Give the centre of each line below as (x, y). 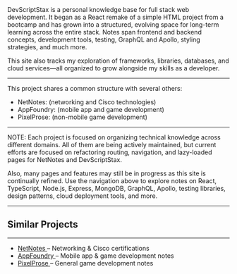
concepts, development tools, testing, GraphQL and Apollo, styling (104, 39)
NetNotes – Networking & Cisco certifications (83, 248)
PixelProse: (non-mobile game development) (83, 117)
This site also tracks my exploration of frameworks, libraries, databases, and (118, 61)
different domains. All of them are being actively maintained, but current (112, 145)
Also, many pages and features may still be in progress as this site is (107, 173)
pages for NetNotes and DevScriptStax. (65, 160)
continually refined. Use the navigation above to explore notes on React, (112, 181)
